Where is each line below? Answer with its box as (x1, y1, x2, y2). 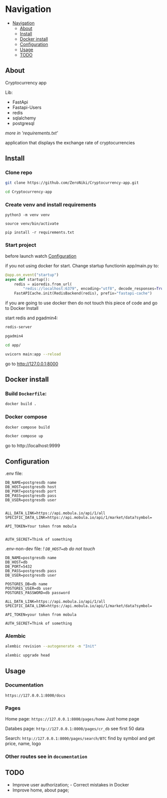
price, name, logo (5, 741, 41, 747)
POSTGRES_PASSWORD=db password (5, 591, 70, 596)
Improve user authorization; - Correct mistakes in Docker (12, 782, 129, 788)
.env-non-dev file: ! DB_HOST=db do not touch (5, 546, 95, 552)
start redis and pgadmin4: (5, 315, 58, 321)
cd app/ (5, 342, 21, 348)
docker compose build (5, 425, 50, 430)
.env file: (5, 471, 23, 477)
